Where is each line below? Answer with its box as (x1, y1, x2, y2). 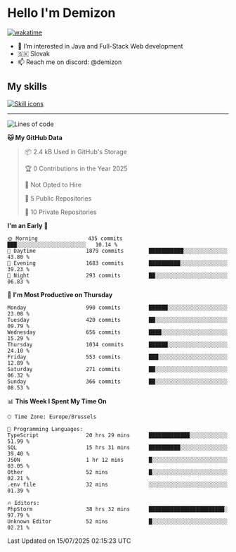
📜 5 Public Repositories (24, 194, 92, 202)
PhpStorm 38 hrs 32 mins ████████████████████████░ (7, 506, 228, 513)
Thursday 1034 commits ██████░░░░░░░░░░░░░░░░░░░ (7, 341, 228, 348)
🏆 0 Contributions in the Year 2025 (24, 164, 128, 172)
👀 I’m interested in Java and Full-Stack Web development (17, 42, 183, 50)
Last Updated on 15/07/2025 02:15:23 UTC (7, 537, 131, 545)
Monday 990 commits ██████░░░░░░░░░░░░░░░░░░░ (7, 304, 228, 311)
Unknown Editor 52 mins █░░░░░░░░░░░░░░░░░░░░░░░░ (7, 517, 228, 525)
